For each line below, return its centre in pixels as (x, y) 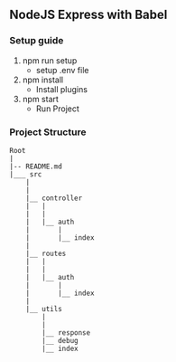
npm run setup (50, 60)
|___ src (26, 174)
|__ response (66, 333)
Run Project (57, 109)
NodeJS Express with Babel (88, 15)
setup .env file (62, 70)
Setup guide (37, 41)
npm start (40, 99)
